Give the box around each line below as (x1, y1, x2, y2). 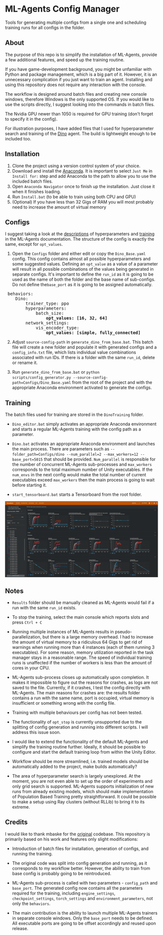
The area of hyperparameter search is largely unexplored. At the (12, 773, 141, 779)
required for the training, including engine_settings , (12, 890, 115, 896)
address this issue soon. (12, 729, 61, 735)
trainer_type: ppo (25, 301, 69, 307)
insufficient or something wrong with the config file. (12, 700, 115, 706)
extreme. (12, 804, 30, 810)
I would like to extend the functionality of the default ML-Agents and (12, 739, 148, 745)
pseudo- (114, 629, 132, 635)
